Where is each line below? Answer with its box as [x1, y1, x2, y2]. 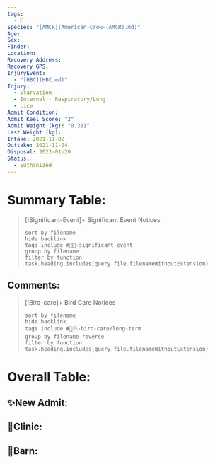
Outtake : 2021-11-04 [7, 142, 69, 149]
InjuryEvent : [7, 69, 46, 76]
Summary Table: [7, 192, 106, 208]
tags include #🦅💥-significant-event [24, 241, 133, 248]
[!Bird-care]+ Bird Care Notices [24, 298, 116, 306]
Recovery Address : [7, 57, 62, 64]
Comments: [7, 279, 60, 291]
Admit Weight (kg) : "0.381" [7, 122, 91, 129]
